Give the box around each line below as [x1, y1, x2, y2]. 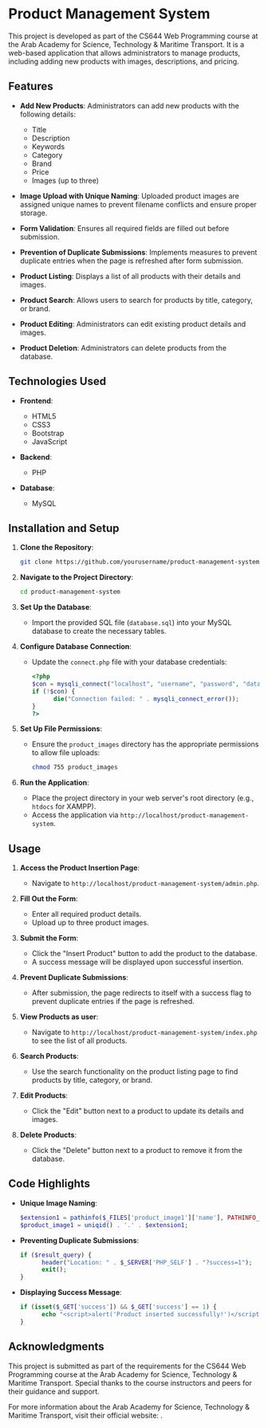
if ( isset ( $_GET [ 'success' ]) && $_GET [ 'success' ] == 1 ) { [19, 1303, 217, 1312]
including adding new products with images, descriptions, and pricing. [8, 57, 239, 66]
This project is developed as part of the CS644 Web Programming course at [8, 31, 258, 41]
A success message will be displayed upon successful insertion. [31, 958, 244, 967]
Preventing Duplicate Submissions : [19, 1235, 140, 1245]
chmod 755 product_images [31, 763, 118, 772]
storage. [19, 208, 48, 218]
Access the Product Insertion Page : [19, 863, 140, 873]
